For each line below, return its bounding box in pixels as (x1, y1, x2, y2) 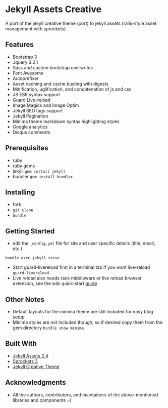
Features (5, 40, 34, 49)
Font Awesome (12, 70, 44, 76)
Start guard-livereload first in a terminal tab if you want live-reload (12, 264, 150, 270)
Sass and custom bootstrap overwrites (12, 64, 93, 70)
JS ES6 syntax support (12, 91, 61, 97)
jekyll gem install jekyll (12, 168, 66, 174)
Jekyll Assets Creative (5, 4, 102, 15)
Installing (5, 188, 35, 196)
